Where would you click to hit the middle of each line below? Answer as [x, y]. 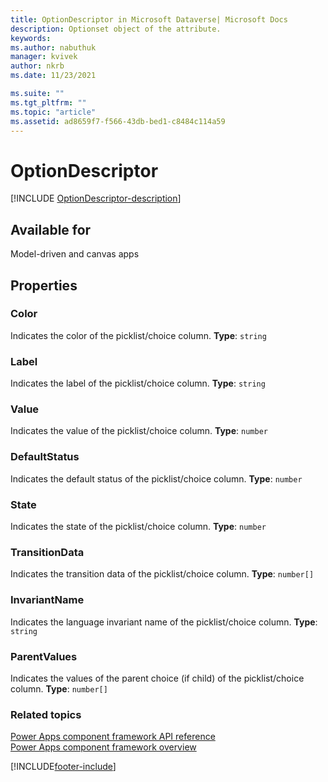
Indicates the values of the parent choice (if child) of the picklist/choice [157, 678]
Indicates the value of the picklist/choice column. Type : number [139, 431]
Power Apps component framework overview [103, 747]
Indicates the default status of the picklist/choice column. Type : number [156, 478]
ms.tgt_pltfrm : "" [48, 102]
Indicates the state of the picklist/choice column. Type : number [138, 526]
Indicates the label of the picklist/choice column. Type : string [138, 383]
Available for [51, 229]
